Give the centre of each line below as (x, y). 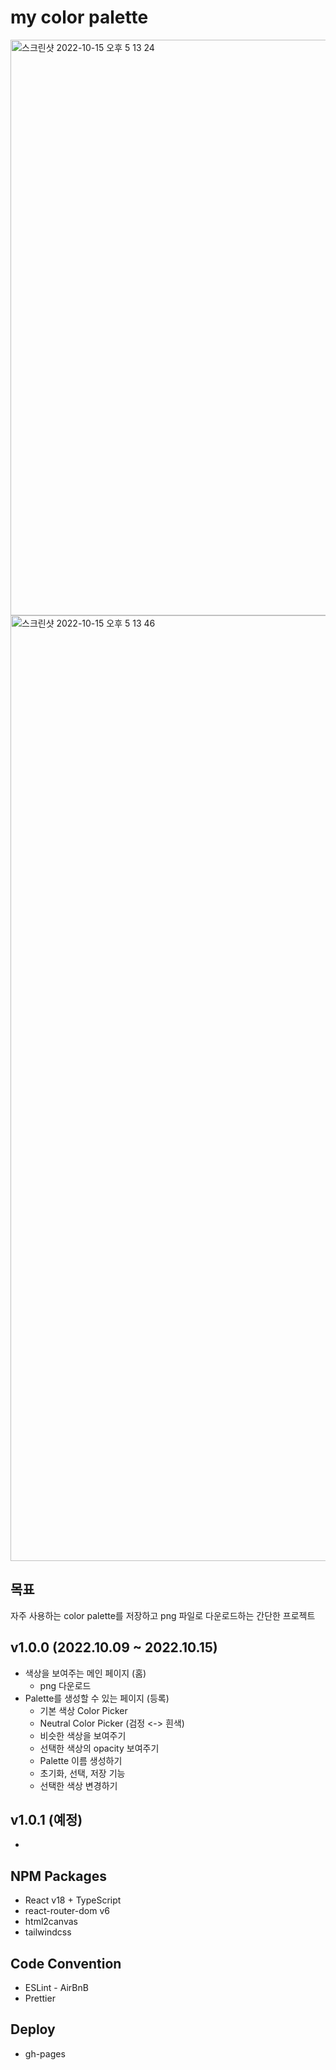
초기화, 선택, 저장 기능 (82, 1773)
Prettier (40, 1998)
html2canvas (51, 1922)
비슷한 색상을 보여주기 (83, 1735)
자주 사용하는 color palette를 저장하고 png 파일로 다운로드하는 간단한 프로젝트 (163, 1615)
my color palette (79, 17)
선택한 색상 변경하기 (78, 1785)
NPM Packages (58, 1876)
